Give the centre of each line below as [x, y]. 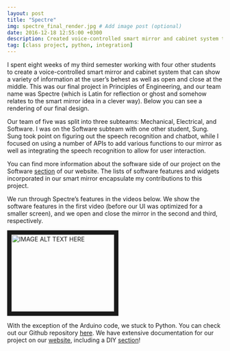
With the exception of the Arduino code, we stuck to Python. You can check [114, 325]
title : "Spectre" [32, 20]
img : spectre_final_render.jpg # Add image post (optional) [95, 26]
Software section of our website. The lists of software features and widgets [113, 171]
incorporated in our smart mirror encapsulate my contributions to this [105, 178]
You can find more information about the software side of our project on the [114, 164]
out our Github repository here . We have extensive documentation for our [111, 333]
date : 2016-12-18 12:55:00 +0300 [55, 32]
